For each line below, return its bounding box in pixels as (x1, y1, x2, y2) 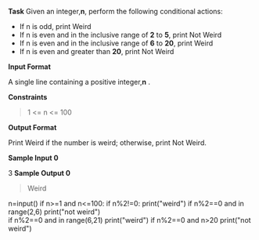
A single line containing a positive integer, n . (8, 78, 151, 86)
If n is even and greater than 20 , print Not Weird (19, 47, 174, 56)
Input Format (8, 62, 51, 71)
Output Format (8, 123, 57, 132)
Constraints (8, 93, 48, 101)
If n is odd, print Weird (19, 22, 92, 31)
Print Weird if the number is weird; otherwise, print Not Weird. (8, 138, 207, 147)
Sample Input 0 (8, 153, 59, 162)
